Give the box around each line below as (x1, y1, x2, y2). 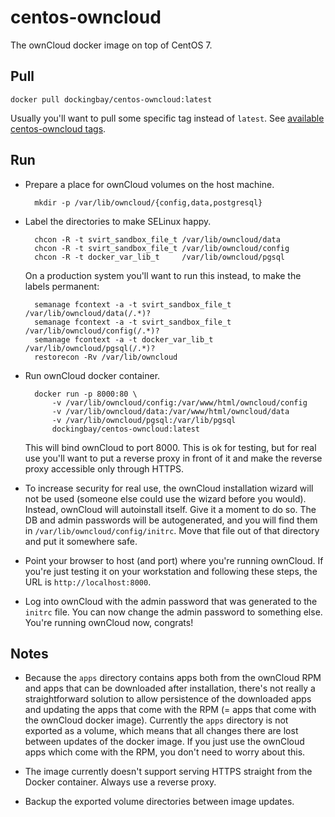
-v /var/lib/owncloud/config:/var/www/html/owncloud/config (51, 397, 308, 408)
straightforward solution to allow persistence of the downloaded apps (24, 693, 312, 705)
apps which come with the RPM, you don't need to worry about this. (24, 746, 306, 758)
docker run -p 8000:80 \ (34, 389, 138, 399)
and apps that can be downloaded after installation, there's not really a (24, 682, 316, 695)
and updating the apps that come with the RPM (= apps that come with (24, 704, 317, 716)
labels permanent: (24, 280, 100, 292)
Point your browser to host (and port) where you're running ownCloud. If (24, 554, 324, 566)
